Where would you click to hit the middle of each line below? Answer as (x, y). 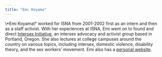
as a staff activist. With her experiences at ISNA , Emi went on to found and (80, 28)
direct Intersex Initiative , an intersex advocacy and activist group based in (79, 34)
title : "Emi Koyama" (26, 9)
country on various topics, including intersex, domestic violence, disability (79, 44)
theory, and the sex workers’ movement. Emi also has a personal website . (78, 49)
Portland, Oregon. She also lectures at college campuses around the (73, 39)
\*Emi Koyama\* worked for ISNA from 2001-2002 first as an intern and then (81, 23)
